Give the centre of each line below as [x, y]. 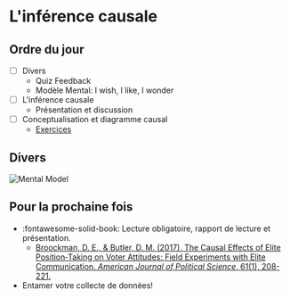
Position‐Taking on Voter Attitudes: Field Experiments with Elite [150, 257]
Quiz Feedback [63, 81]
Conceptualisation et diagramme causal [95, 120]
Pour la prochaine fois [71, 207]
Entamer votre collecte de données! [88, 285]
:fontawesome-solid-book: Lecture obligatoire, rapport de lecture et [146, 228]
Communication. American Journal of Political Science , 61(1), [147, 266]
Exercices [53, 129]
